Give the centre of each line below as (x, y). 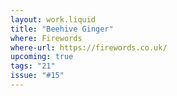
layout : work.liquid (53, 19)
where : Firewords (46, 38)
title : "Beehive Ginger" (62, 29)
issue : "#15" (37, 76)
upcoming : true (42, 57)
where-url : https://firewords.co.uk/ (89, 47)
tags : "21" (33, 66)
